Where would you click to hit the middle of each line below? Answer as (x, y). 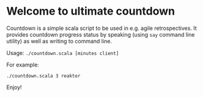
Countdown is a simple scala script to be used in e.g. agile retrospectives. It (102, 28)
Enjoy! (14, 87)
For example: (23, 65)
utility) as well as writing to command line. (59, 41)
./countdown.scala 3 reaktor (43, 76)
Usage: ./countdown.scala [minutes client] (63, 52)
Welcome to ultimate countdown (91, 11)
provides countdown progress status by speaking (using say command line (101, 34)
